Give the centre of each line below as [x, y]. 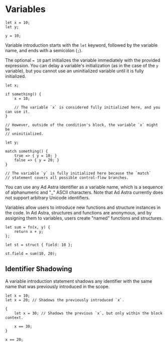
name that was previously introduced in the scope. [57, 286]
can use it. [18, 111]
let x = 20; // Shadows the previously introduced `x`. [65, 300]
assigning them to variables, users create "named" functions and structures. [84, 218]
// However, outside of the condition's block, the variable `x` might [81, 125]
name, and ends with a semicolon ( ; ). [44, 50]
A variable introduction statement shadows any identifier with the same [79, 281]
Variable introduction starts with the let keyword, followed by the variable [81, 45]
